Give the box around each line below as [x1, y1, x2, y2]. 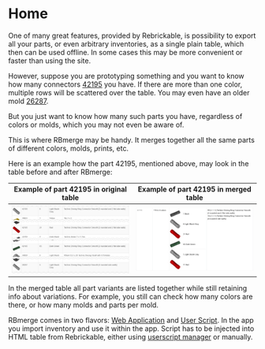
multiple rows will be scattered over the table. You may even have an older [8, 87, 250, 97]
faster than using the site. [8, 56, 91, 65]
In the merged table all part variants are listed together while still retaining [8, 283, 248, 292]
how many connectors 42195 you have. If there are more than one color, [8, 80, 243, 89]
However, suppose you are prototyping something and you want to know [8, 71, 244, 80]
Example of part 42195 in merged [137, 184, 252, 194]
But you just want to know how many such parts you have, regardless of [8, 111, 243, 121]
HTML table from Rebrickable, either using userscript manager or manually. [8, 332, 253, 341]
